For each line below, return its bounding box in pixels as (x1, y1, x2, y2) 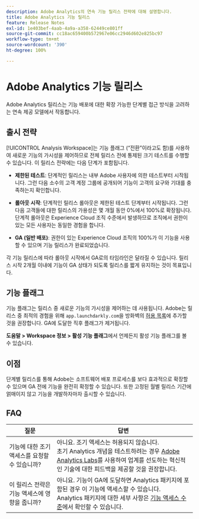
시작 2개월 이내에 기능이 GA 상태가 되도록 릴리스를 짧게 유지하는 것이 (12, 261, 172, 268)
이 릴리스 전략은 (9, 480, 51, 489)
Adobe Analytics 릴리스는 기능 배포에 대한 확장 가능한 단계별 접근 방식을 (6, 100, 174, 107)
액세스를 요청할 (9, 451, 49, 460)
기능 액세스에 (9, 489, 44, 498)
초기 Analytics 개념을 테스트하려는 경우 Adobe (56, 447, 180, 455)
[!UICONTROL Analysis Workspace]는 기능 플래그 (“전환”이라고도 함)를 (6, 144, 174, 151)
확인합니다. (35, 186, 61, 194)
